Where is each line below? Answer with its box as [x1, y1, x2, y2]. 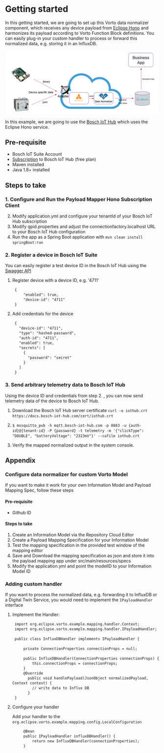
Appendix [5, 456, 36, 465]
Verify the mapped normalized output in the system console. [12, 442, 135, 448]
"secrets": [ [19, 345, 46, 351]
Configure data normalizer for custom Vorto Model [5, 471, 128, 478]
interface [5, 602, 23, 608]
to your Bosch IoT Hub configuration [12, 229, 86, 235]
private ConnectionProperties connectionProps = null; [23, 646, 138, 651]
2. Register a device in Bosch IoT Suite [5, 251, 98, 258]
